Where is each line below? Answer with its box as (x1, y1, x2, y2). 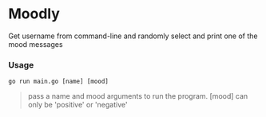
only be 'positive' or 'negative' (27, 100, 128, 110)
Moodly (8, 5, 60, 23)
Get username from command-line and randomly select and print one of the (8, 31, 258, 41)
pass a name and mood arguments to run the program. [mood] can (27, 92, 248, 101)
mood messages (8, 39, 63, 49)
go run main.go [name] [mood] (8, 77, 109, 86)
